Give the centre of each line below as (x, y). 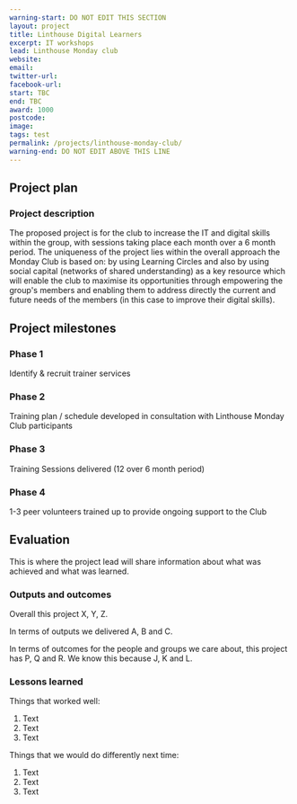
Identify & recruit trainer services (70, 373)
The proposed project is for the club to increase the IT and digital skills (140, 233)
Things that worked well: (55, 701)
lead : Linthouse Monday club (64, 51)
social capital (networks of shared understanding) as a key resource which (147, 272)
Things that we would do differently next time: (94, 755)
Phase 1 (26, 353)
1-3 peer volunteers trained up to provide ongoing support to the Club (138, 511)
